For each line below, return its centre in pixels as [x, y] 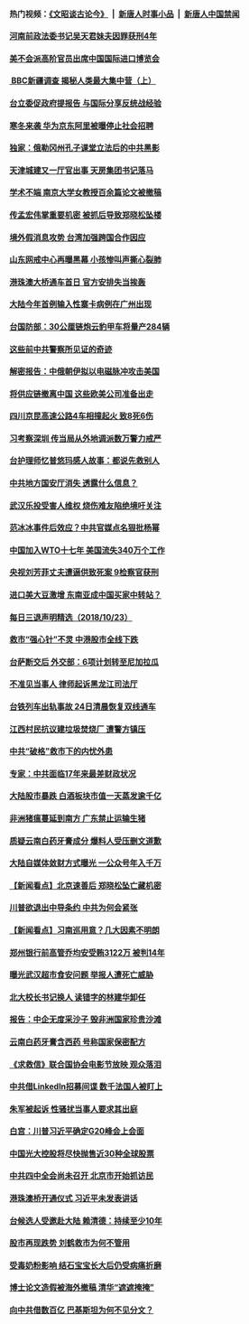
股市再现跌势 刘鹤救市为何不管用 [70, 1243]
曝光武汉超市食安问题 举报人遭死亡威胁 [82, 974]
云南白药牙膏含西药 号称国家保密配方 [78, 1041]
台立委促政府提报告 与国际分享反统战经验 [86, 103]
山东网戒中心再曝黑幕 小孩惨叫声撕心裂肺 [86, 260]
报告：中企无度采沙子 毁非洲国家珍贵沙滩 [86, 1020]
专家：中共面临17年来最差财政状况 [73, 773]
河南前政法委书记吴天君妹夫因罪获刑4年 [83, 36]
